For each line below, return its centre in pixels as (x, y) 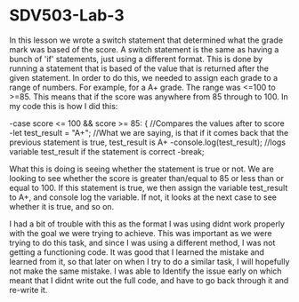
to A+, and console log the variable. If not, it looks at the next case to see (143, 197)
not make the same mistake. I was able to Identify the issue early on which (145, 271)
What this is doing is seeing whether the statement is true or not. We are (141, 169)
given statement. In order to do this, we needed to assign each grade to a (144, 77)
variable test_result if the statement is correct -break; (107, 151)
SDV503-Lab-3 (67, 16)
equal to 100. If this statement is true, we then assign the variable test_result (149, 187)
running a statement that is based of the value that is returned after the (139, 68)
